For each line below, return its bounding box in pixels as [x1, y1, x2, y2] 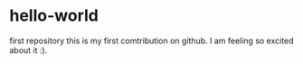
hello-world [9, 5, 99, 26]
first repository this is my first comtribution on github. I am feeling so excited [9, 35, 294, 46]
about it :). [9, 44, 48, 55]
